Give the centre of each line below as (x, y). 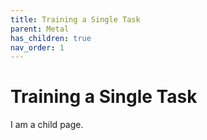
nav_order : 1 (37, 47)
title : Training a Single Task (75, 19)
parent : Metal (40, 29)
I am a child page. (47, 125)
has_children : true (51, 38)
